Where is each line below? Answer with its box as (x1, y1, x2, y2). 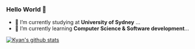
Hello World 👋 (6, 5, 47, 14)
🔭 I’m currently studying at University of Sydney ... (14, 19, 141, 26)
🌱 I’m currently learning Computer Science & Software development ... (14, 25, 190, 32)
